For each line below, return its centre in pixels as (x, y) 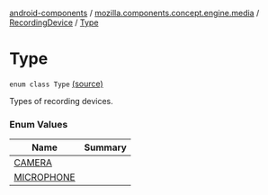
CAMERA (33, 163)
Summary (106, 147)
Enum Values (39, 124)
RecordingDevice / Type (54, 22)
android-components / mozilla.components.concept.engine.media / (134, 13)
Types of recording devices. (62, 101)
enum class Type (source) (56, 84)
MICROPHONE (45, 177)
